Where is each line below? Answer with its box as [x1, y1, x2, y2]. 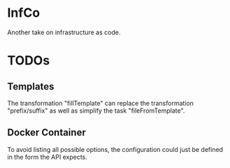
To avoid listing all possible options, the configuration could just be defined [7, 145, 224, 153]
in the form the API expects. [7, 153, 87, 161]
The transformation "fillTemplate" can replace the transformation [7, 99, 194, 107]
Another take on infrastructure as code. [7, 28, 121, 36]
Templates [7, 80, 55, 92]
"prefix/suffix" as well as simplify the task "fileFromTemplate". [7, 106, 185, 115]
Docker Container [7, 127, 86, 139]
